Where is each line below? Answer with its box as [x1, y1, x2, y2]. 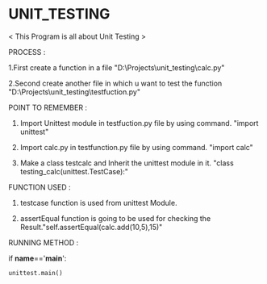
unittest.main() [8, 269, 63, 277]
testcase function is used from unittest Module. [19, 198, 177, 207]
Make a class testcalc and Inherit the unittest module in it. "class [19, 158, 234, 168]
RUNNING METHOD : [8, 237, 79, 247]
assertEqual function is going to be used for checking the [19, 213, 211, 223]
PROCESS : [8, 47, 46, 56]
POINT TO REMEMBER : [8, 102, 87, 112]
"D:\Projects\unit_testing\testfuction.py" [8, 86, 141, 97]
